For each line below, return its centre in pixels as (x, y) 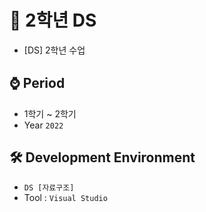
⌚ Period (37, 83)
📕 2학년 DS (53, 20)
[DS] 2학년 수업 (54, 50)
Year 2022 (43, 125)
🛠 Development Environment (102, 157)
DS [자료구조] (49, 187)
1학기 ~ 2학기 (50, 113)
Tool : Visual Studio (65, 197)
